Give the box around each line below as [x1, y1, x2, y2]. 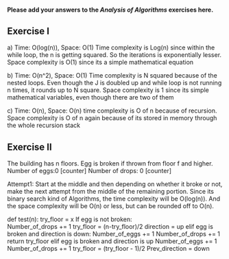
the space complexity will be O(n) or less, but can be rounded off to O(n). [7, 202, 215, 210]
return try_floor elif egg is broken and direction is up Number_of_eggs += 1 [7, 237, 217, 245]
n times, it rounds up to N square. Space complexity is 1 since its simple [7, 86, 209, 94]
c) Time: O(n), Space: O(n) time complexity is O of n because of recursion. [7, 106, 217, 115]
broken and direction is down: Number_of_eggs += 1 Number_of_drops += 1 [7, 230, 221, 238]
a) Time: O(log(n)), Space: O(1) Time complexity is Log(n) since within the [7, 43, 215, 52]
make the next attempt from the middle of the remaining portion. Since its [7, 188, 215, 196]
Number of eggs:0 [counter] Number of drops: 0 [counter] [7, 167, 172, 175]
